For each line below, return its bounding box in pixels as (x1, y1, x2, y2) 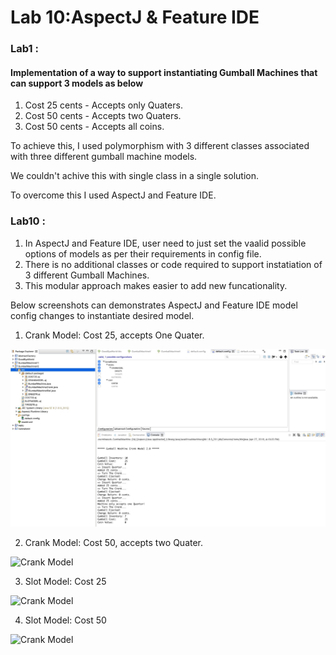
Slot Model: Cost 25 (24, 575, 107, 587)
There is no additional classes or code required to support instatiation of (24, 258, 323, 270)
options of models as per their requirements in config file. (24, 247, 262, 260)
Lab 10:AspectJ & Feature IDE (10, 6, 260, 29)
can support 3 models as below (10, 77, 144, 89)
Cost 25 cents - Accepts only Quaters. (24, 99, 183, 111)
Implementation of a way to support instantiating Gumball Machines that (10, 66, 318, 78)
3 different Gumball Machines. (24, 269, 150, 281)
